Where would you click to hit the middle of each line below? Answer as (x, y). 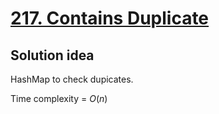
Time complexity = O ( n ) (59, 98)
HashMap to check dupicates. (72, 79)
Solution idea (52, 55)
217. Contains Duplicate (110, 18)
